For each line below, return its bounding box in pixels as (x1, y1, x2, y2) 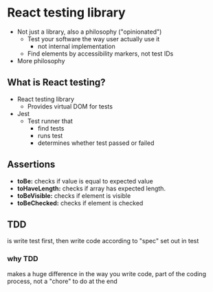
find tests (37, 124, 65, 132)
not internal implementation (37, 42, 115, 50)
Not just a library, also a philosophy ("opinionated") (16, 27, 162, 36)
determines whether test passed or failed (37, 139, 155, 147)
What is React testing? (7, 77, 106, 89)
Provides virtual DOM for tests (27, 102, 113, 111)
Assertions (7, 159, 56, 170)
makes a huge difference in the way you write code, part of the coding (7, 269, 206, 278)
